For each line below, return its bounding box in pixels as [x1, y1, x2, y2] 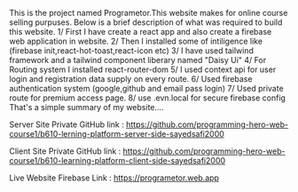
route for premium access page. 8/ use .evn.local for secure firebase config [9, 92, 286, 103]
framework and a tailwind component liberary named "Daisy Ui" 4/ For [9, 55, 267, 65]
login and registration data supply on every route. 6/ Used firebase [9, 74, 253, 84]
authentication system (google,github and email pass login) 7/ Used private [9, 84, 284, 93]
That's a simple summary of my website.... [9, 102, 164, 112]
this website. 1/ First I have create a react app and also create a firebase [9, 27, 272, 36]
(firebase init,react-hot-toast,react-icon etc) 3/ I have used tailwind [9, 45, 255, 56]
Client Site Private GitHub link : [9, 146, 122, 156]
